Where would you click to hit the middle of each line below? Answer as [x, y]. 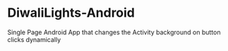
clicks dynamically [34, 39]
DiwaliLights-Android [71, 13]
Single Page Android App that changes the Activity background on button [114, 32]
